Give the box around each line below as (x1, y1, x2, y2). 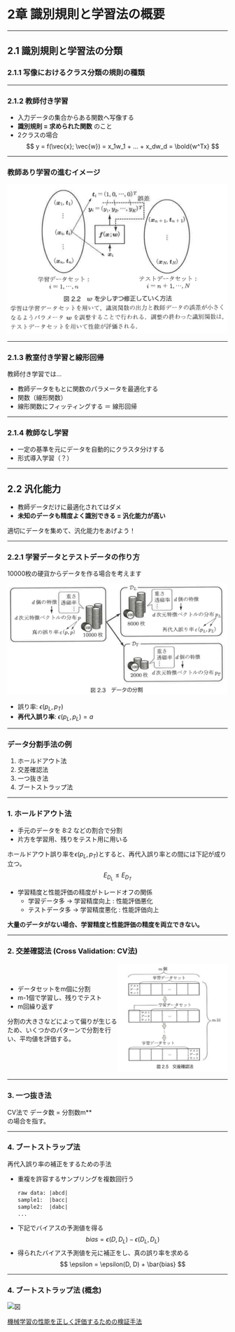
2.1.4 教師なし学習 (7, 428, 69, 438)
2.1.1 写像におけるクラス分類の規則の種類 (7, 68, 145, 78)
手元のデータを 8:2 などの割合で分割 (17, 826, 122, 834)
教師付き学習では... (7, 369, 62, 378)
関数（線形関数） (17, 393, 67, 401)
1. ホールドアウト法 (7, 809, 72, 819)
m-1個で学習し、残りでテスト (17, 993, 103, 1001)
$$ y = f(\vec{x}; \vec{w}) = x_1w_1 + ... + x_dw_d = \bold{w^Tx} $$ (26, 141, 220, 151)
